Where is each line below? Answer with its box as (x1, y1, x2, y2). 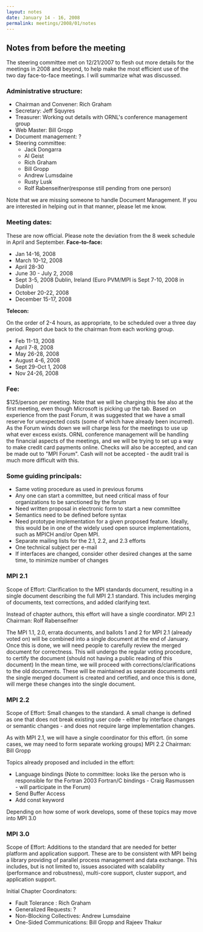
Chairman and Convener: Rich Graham (15, 101, 112, 108)
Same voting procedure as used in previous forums (15, 486, 144, 493)
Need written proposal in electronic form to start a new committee (15, 505, 181, 513)
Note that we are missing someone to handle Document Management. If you (6, 196, 198, 204)
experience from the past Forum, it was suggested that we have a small (6, 412, 185, 419)
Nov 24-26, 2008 (15, 369, 59, 377)
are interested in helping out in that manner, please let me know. (6, 203, 167, 210)
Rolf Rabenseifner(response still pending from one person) (24, 185, 171, 192)
